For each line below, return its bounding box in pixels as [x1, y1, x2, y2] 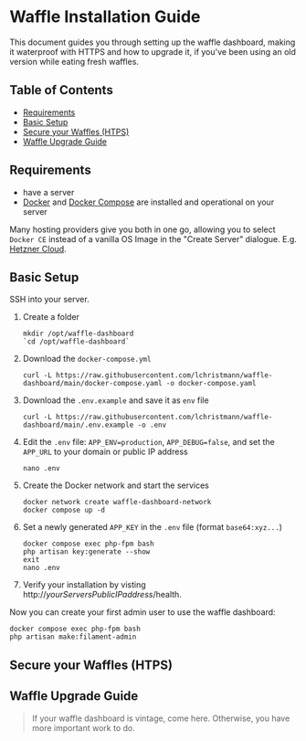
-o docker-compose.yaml [165, 379, 257, 388]
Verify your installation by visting [22, 579, 146, 590]
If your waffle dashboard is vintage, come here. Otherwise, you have [31, 713, 290, 724]
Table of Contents [9, 82, 114, 98]
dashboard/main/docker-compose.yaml [22, 379, 163, 388]
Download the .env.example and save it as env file [22, 395, 209, 406]
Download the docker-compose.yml [22, 354, 152, 365]
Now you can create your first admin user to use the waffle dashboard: [9, 607, 276, 618]
